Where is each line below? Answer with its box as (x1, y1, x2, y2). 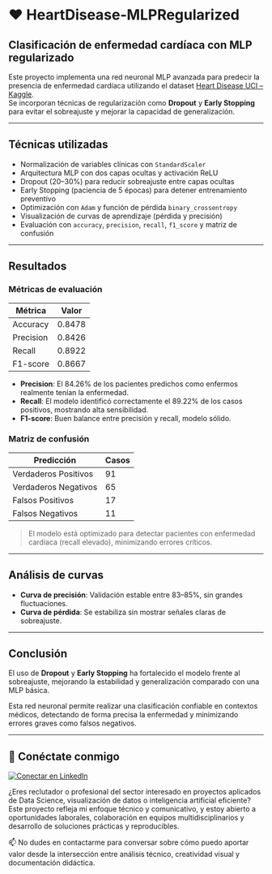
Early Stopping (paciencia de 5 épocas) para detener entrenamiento (19, 185, 248, 195)
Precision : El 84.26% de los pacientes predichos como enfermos (19, 379, 239, 389)
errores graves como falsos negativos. (8, 718, 137, 728)
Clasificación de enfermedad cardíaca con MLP (8, 38, 253, 52)
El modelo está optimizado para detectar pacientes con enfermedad (28, 528, 256, 538)
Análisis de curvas (8, 568, 104, 582)
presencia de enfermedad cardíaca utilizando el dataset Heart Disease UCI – (8, 81, 264, 90)
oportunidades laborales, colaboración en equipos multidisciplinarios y (8, 813, 244, 823)
